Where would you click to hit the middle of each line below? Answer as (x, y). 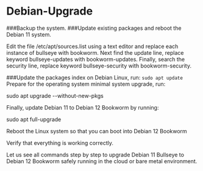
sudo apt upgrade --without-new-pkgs (55, 96)
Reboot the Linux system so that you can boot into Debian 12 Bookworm (97, 131)
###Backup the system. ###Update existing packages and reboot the (94, 28)
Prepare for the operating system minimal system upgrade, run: (86, 84)
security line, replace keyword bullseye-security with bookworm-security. (99, 66)
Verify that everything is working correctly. (60, 143)
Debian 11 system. (29, 34)
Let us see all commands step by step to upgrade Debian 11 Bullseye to (95, 155)
